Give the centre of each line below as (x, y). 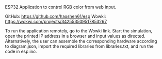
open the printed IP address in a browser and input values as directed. (75, 36)
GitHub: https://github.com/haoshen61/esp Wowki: (56, 16)
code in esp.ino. (21, 51)
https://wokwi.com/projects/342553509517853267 (56, 22)
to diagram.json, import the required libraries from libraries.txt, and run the (79, 46)
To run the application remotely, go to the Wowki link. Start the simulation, (79, 31)
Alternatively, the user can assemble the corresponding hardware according (81, 41)
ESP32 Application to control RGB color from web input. (61, 7)
